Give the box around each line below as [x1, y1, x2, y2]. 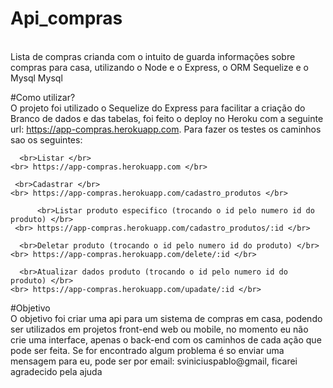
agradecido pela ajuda [10, 365, 103, 377]
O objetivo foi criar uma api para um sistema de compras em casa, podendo [10, 312, 323, 324]
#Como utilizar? [10, 91, 76, 103]
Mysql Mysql [10, 72, 63, 84]
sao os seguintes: [10, 133, 83, 146]
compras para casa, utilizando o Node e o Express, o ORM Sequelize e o [10, 61, 309, 73]
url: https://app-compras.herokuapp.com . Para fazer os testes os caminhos [10, 123, 322, 135]
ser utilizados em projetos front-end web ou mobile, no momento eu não [10, 323, 309, 335]
